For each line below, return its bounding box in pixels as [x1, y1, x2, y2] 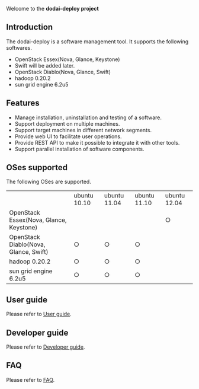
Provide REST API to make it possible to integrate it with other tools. [14, 139, 180, 146]
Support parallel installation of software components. [14, 145, 145, 152]
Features [6, 98, 40, 109]
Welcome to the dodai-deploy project [6, 5, 99, 12]
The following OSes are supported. [6, 178, 92, 186]
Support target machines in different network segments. [14, 126, 152, 133]
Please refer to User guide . [6, 311, 72, 318]
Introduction [6, 22, 53, 32]
